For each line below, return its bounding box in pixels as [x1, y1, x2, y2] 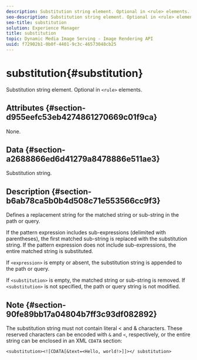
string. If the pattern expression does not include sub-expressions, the [6, 241, 176, 248]
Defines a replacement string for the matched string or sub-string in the [6, 211, 179, 218]
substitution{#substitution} [6, 67, 144, 80]
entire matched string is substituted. [6, 248, 94, 255]
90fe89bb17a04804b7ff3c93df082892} [6, 309, 157, 319]
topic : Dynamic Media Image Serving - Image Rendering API [6, 36, 154, 42]
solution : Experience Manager [6, 25, 80, 31]
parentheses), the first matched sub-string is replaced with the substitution [6, 235, 188, 243]
